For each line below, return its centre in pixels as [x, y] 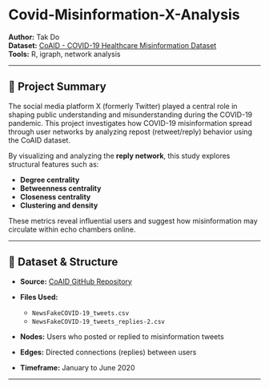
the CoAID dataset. [39, 140]
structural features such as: [54, 164]
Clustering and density [59, 205]
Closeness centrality [55, 196]
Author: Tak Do [34, 37]
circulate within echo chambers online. [72, 229]
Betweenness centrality [60, 188]
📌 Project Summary [57, 87]
